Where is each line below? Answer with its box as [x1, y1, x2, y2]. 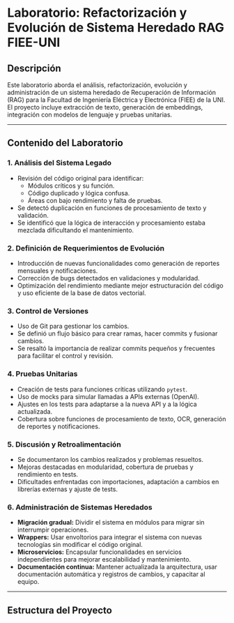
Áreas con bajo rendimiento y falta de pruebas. [27, 196, 163, 204]
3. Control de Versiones [7, 306, 89, 315]
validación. [17, 211, 49, 219]
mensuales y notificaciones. [17, 267, 98, 275]
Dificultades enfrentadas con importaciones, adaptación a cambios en [17, 477, 219, 486]
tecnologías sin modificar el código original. [17, 541, 143, 549]
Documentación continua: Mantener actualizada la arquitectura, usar [17, 563, 217, 571]
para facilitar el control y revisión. [17, 352, 114, 360]
